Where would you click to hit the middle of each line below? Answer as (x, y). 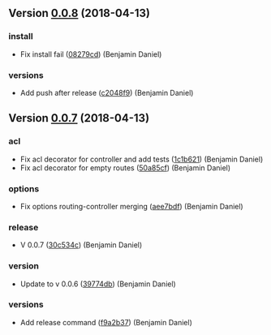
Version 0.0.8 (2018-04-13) (79, 13)
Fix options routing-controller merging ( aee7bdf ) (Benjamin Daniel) (131, 206)
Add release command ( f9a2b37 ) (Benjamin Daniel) (106, 322)
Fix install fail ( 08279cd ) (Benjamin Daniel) (91, 54)
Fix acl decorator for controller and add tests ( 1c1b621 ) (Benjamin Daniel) (142, 159)
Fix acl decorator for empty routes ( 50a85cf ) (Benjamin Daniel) (125, 167)
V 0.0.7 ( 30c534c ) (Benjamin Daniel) (81, 245)
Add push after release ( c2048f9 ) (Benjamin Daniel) (107, 92)
